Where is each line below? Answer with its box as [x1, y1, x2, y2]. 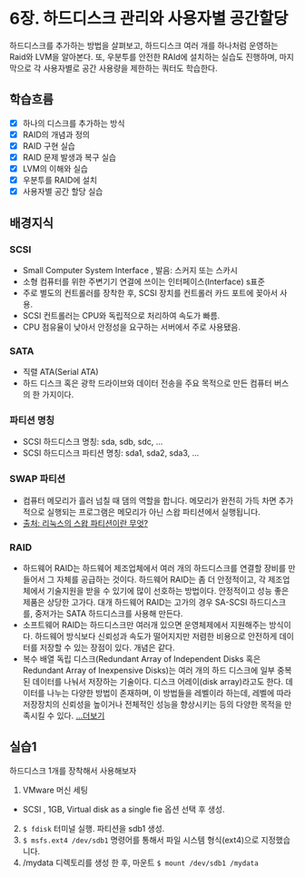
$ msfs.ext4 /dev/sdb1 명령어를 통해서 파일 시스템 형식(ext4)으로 [22, 834, 260, 845]
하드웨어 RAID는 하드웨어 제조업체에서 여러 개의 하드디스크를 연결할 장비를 [22, 563, 287, 574]
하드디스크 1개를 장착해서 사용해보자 [9, 764, 137, 776]
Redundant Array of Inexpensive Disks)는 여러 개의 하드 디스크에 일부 [22, 665, 275, 676]
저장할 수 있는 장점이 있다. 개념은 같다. [39, 642, 175, 654]
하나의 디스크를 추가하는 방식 [22, 117, 125, 128]
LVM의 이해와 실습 [22, 163, 89, 173]
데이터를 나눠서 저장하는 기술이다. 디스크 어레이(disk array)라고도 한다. [32, 676, 284, 687]
